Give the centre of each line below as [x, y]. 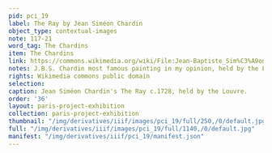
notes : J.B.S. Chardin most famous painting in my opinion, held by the [134, 69]
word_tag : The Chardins [49, 46]
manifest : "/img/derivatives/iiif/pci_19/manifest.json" [106, 136]
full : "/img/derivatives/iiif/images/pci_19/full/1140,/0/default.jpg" [132, 129]
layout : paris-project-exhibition [67, 106]
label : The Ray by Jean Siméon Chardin [76, 23]
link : [17, 62]
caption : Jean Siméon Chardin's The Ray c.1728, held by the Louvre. [128, 91]
